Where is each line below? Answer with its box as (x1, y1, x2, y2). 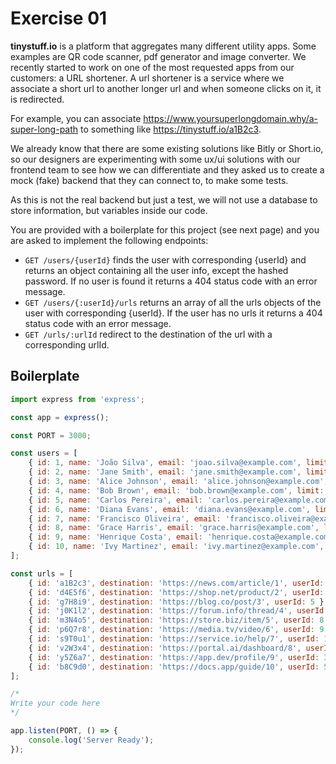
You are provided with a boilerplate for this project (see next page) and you (10, 223, 320, 236)
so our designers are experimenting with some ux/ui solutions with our (10, 153, 301, 165)
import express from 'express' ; (10, 394, 145, 404)
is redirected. (10, 93, 65, 105)
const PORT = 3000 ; (10, 430, 92, 441)
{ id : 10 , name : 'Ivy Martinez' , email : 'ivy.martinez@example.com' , (28, 542, 325, 552)
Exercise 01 (10, 7, 108, 30)
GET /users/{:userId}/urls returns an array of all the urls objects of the (24, 296, 322, 308)
